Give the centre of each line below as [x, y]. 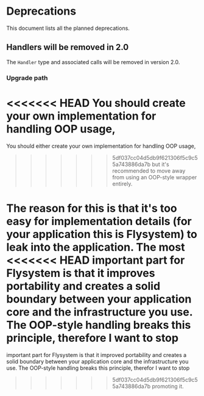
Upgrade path [27, 77]
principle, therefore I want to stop [92, 338]
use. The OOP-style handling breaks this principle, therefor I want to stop [98, 368]
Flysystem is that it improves [81, 273]
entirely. [122, 184]
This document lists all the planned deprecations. [68, 28]
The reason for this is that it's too [92, 208]
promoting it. [168, 386]
